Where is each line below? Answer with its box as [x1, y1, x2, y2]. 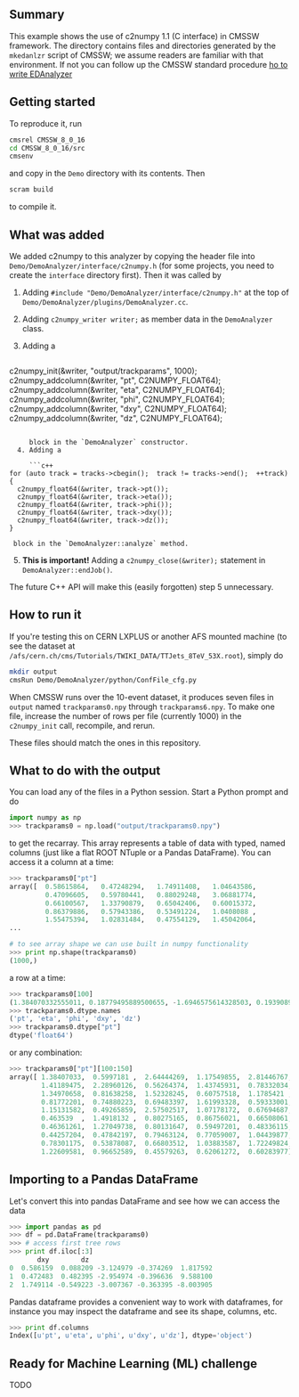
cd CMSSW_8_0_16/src [9, 143, 86, 152]
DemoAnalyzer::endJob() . [21, 564, 113, 575]
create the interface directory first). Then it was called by [9, 269, 222, 280]
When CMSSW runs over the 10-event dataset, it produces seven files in [9, 691, 274, 702]
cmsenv [9, 151, 34, 161]
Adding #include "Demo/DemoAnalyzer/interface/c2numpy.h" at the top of [21, 287, 289, 298]
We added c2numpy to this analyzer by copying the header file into [9, 250, 255, 261]
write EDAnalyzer [9, 69, 73, 79]
